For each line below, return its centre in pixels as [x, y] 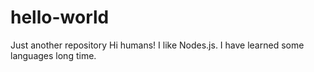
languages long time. [53, 55]
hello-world [60, 17]
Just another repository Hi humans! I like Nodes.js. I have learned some [157, 45]
